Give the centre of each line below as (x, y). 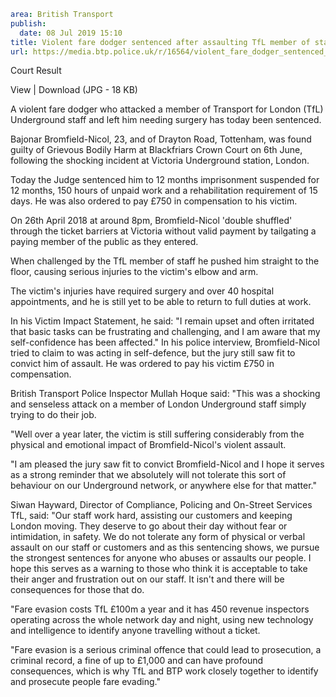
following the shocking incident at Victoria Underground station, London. (160, 161)
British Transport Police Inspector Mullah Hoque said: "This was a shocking (165, 394)
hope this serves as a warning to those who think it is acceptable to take (159, 569)
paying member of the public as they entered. (104, 242)
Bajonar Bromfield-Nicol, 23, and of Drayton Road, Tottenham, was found (161, 139)
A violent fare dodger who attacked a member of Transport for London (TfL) (167, 109)
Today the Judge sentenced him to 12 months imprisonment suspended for (165, 180)
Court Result (36, 71)
